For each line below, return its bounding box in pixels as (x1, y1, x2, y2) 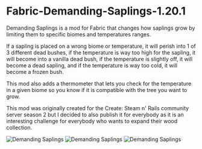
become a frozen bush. (6, 68, 65, 75)
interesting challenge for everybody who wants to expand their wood (6, 117, 178, 125)
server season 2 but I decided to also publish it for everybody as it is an (6, 111, 184, 118)
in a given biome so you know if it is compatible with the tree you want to (6, 86, 188, 93)
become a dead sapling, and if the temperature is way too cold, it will (6, 62, 178, 69)
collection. (6, 124, 33, 131)
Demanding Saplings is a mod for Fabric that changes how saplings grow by (6, 24, 195, 31)
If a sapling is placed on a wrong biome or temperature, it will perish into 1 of (6, 42, 196, 50)
